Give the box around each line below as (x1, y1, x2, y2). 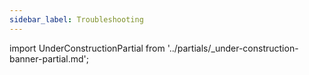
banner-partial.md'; (9, 52, 90, 65)
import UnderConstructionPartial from (9, 42, 166, 54)
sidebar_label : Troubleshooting (9, 14, 144, 25)
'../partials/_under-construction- (167, 42, 299, 54)
